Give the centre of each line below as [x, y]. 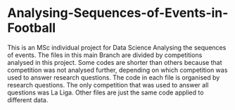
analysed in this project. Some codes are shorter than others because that [115, 62]
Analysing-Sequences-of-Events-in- [118, 13]
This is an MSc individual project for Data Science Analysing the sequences [117, 47]
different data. [28, 99]
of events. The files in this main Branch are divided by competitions [105, 55]
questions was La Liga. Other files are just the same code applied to [106, 92]
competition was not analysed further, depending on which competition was [118, 70]
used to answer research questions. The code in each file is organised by [114, 77]
